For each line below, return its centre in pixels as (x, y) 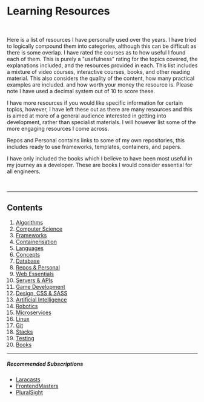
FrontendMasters (37, 386)
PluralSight (29, 392)
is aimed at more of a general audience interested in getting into (87, 116)
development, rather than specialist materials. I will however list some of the (101, 122)
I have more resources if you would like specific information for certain (95, 103)
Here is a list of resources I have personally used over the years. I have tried (102, 39)
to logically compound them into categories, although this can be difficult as (102, 46)
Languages (30, 248)
